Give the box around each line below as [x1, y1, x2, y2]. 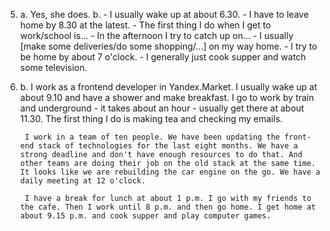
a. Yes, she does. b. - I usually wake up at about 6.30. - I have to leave [19, 9, 310, 20]
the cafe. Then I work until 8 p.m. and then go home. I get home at [19, 202, 317, 212]
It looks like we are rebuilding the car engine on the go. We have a [19, 167, 321, 177]
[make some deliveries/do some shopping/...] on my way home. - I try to [19, 40, 318, 52]
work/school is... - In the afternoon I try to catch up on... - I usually [19, 30, 294, 41]
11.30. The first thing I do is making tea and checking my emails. [19, 113, 283, 124]
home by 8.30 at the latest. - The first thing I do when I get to [19, 19, 272, 31]
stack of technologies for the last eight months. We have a [38, 141, 298, 151]
